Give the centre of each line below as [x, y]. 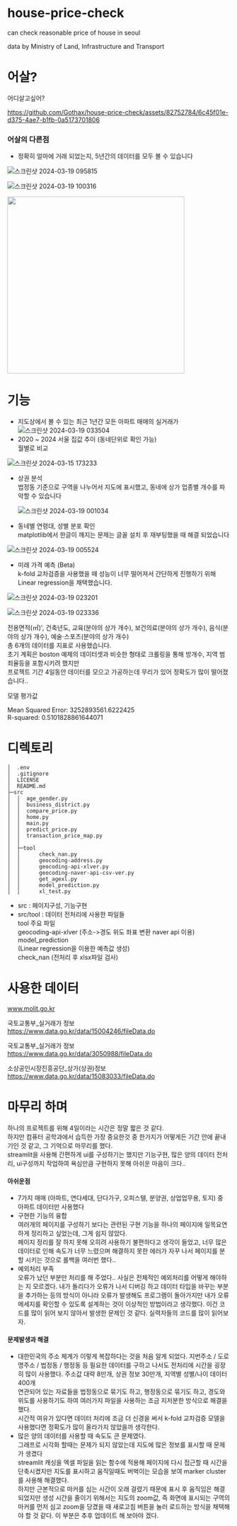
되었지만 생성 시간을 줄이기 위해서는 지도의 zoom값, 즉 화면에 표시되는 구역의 [124, 1498]
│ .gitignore [28, 774]
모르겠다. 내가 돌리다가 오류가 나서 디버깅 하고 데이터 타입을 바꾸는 [124, 1287]
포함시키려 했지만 [56, 663]
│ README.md [27, 786]
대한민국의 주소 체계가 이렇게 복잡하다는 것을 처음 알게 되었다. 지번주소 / [117, 1356]
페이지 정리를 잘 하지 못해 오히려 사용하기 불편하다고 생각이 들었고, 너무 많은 [122, 1242]
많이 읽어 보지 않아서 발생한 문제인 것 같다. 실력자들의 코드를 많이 [120, 1313]
